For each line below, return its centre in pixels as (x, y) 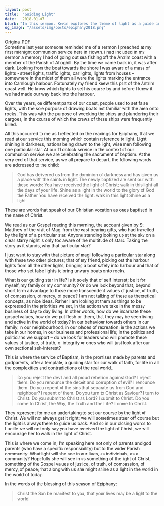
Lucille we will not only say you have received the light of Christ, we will (77, 429)
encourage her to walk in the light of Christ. (49, 434)
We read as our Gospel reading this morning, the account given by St (74, 225)
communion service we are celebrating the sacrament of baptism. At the (78, 154)
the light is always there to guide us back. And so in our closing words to (78, 423)
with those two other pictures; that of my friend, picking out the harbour (77, 260)
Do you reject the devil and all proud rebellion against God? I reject (84, 378)
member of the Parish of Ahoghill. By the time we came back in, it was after (81, 63)
